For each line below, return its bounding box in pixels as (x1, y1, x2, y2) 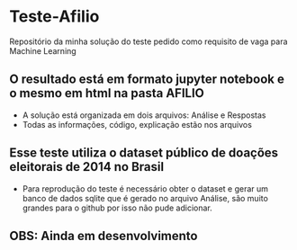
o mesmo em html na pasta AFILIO (9, 85, 204, 101)
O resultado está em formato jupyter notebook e (9, 72, 285, 87)
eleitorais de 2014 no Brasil (9, 159, 165, 174)
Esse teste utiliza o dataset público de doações (9, 146, 279, 161)
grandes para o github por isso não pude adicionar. (22, 202, 213, 213)
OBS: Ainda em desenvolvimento (9, 228, 198, 244)
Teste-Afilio (9, 6, 100, 27)
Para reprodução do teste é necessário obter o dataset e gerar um (22, 183, 268, 194)
